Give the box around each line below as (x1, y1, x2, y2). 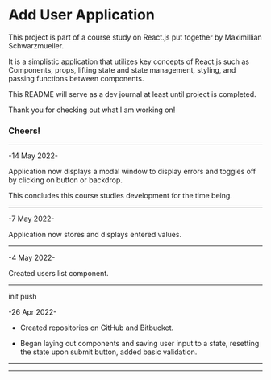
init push (8, 292, 38, 302)
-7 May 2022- (8, 214, 55, 223)
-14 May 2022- (8, 151, 59, 161)
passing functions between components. (8, 73, 144, 83)
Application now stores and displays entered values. (8, 230, 182, 240)
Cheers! (8, 125, 41, 136)
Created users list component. (8, 269, 109, 278)
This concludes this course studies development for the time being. (8, 191, 232, 201)
